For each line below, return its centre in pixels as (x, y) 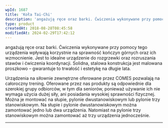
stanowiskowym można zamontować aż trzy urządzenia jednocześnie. (78, 115)
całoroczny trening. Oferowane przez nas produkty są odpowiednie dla (78, 83)
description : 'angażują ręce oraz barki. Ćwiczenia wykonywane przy (78, 19)
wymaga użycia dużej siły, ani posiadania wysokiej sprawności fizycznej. (80, 94)
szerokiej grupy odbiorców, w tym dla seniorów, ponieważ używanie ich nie (83, 89)
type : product (20, 24)
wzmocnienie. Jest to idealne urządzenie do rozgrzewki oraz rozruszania (80, 58)
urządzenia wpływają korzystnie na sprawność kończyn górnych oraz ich (81, 52)
